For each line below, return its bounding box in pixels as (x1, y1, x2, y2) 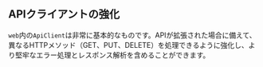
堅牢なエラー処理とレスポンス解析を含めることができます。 (14, 50, 210, 60)
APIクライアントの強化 (8, 7, 120, 22)
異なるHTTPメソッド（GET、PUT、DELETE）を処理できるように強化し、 (8, 40, 249, 49)
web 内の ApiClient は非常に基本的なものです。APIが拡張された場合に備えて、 (8, 30, 257, 40)
